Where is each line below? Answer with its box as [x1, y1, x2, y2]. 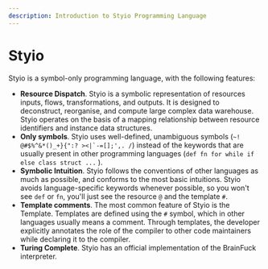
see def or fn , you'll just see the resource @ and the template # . [19, 191, 228, 201]
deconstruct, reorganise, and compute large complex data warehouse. [19, 106, 254, 115]
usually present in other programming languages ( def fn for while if [19, 148, 255, 158]
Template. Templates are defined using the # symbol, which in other [19, 209, 245, 218]
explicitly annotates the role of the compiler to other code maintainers [19, 226, 252, 235]
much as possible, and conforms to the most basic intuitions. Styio [19, 174, 241, 184]
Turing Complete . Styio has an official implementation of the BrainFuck [19, 242, 257, 252]
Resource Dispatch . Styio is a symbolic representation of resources [19, 89, 245, 98]
